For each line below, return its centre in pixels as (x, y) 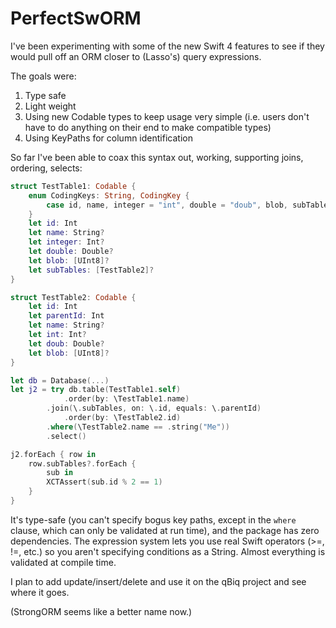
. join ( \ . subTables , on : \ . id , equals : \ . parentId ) (154, 408)
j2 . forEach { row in (53, 454)
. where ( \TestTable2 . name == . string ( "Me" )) (138, 427)
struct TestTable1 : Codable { (73, 186)
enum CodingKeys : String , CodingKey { (109, 195)
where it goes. (40, 592)
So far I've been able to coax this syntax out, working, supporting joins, (157, 157)
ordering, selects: (46, 168)
